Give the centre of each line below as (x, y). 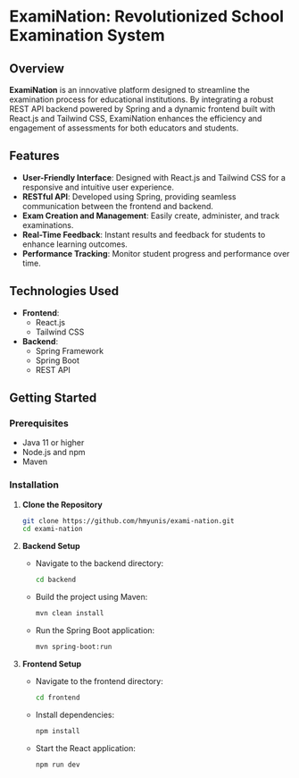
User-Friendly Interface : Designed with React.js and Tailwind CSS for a (154, 177)
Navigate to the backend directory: (100, 563)
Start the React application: (85, 748)
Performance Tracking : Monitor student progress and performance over (156, 253)
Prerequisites (39, 423)
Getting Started (53, 398)
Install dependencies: (75, 715)
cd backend (56, 580)
